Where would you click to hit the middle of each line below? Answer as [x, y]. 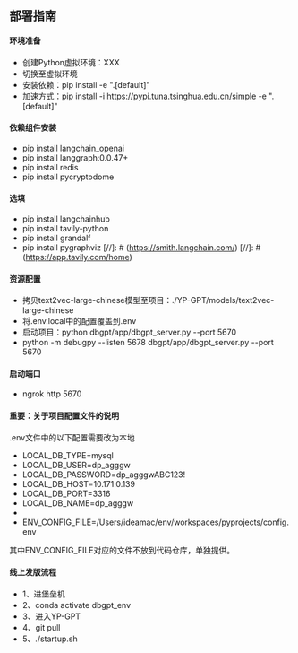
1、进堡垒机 [43, 594]
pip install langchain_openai [73, 148]
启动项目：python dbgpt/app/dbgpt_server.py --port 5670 [129, 332]
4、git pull [41, 627]
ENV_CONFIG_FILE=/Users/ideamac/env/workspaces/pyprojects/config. [155, 522]
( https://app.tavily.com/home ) [77, 257]
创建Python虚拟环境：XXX [71, 62]
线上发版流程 [33, 572]
